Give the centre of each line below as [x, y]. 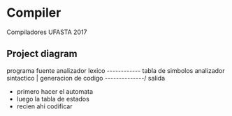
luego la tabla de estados [53, 99]
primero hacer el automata [55, 91]
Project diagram [42, 54]
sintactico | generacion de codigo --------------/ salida [86, 78]
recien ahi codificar [44, 106]
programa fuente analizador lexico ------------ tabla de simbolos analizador [116, 70]
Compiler [34, 13]
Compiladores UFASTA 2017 [47, 32]
